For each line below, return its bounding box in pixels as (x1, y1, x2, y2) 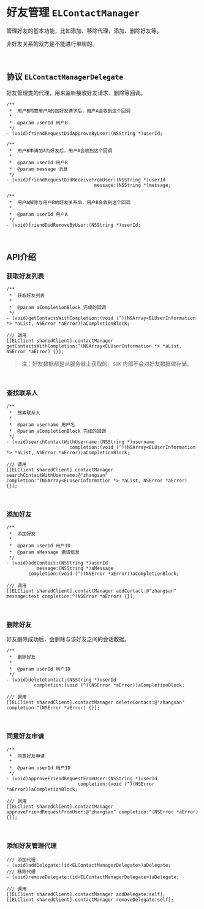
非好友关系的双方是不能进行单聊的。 (6, 40, 98, 47)
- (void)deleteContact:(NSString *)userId (6, 677, 116, 683)
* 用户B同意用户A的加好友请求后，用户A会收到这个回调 (9, 108, 130, 114)
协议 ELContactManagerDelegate (6, 72, 124, 82)
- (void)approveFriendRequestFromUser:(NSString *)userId (6, 775, 157, 782)
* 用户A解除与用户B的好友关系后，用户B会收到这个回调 (9, 199, 130, 205)
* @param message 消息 (9, 166, 68, 172)
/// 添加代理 (6, 856, 36, 863)
